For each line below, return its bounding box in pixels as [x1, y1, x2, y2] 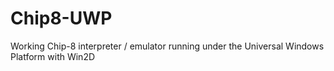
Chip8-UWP [10, 7, 113, 30]
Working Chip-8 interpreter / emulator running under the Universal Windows [10, 40, 325, 52]
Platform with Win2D [10, 50, 96, 62]
